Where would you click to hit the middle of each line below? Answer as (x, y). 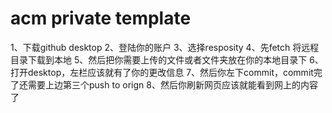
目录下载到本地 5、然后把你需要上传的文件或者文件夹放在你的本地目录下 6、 (167, 59)
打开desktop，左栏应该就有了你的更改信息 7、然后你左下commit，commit (162, 72)
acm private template (101, 18)
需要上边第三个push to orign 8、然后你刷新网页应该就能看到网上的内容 (172, 84)
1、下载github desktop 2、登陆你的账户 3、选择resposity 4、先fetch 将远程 (165, 47)
